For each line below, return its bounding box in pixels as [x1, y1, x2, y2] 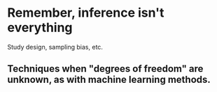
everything [7, 20, 73, 36]
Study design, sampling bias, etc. [7, 43, 104, 51]
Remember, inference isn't [7, 5, 164, 21]
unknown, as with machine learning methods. [7, 74, 211, 86]
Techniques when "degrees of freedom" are [7, 63, 204, 75]
